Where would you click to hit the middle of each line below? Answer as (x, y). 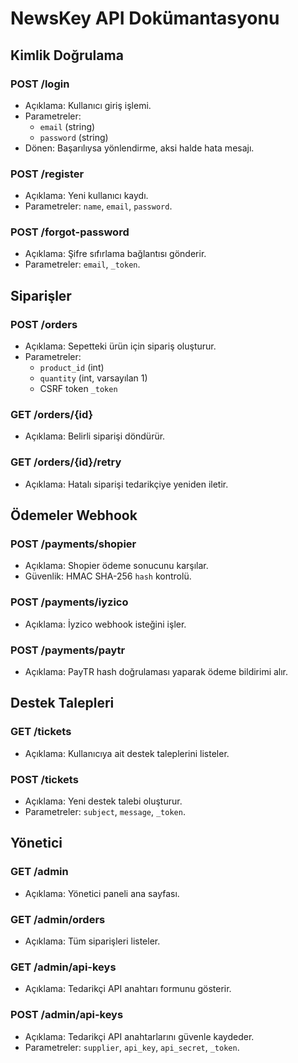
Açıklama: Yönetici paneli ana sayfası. (102, 893)
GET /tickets (41, 732)
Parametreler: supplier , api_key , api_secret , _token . (132, 1047)
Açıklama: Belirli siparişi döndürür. (95, 436)
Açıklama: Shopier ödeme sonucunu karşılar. (116, 566)
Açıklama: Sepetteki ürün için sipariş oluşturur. (120, 346)
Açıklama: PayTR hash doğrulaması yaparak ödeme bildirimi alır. (156, 672)
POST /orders (44, 324)
